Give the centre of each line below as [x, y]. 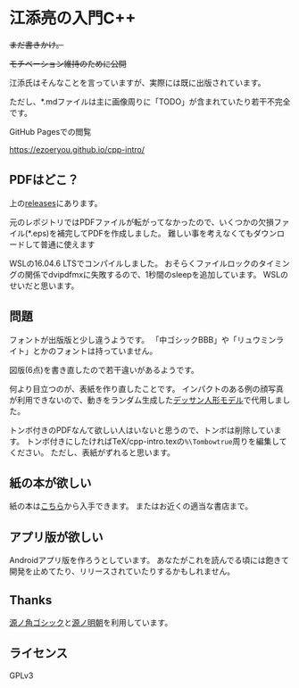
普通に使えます [67, 244]
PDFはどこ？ [44, 180]
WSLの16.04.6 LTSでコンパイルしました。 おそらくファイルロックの [134, 263]
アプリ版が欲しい [56, 537]
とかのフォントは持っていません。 [95, 351]
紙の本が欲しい [50, 483]
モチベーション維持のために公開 [68, 63]
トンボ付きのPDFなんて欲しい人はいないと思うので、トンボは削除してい [141, 430]
